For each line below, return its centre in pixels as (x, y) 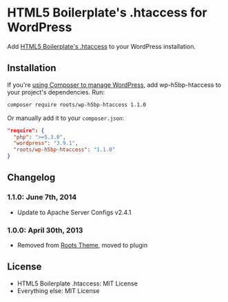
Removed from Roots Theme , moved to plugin (82, 245)
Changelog (31, 178)
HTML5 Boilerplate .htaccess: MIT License (77, 283)
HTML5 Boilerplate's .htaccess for (107, 13)
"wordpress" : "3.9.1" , (46, 143)
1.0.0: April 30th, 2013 (45, 230)
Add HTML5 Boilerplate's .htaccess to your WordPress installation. (102, 46)
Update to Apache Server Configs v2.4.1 (74, 212)
